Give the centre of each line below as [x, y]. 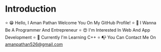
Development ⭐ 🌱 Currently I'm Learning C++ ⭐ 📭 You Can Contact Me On [80, 37]
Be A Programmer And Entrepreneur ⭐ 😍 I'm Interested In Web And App [78, 30]
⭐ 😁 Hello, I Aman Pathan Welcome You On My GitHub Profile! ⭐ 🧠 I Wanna [81, 22]
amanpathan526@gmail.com [34, 44]
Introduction [31, 9]
